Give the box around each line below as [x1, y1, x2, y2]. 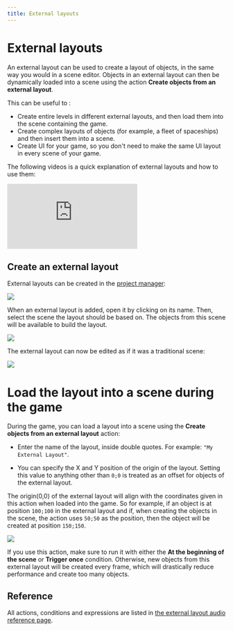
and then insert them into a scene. [17, 134, 116, 142]
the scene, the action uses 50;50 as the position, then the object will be [7, 514, 210, 523]
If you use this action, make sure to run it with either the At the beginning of [7, 548, 225, 556]
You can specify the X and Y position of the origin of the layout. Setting [17, 464, 221, 472]
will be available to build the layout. [7, 321, 107, 329]
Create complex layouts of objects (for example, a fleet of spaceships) [17, 126, 218, 135]
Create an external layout [7, 261, 119, 273]
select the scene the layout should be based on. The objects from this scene [7, 313, 226, 321]
